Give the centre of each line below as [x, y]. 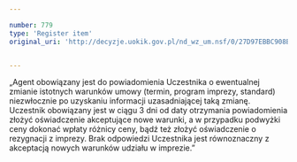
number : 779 [31, 25]
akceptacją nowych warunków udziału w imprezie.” [103, 148]
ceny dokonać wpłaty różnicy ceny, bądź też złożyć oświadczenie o [133, 129]
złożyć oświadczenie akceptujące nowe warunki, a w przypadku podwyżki [145, 120]
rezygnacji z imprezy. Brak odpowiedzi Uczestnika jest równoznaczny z [139, 139]
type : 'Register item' [51, 33]
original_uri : [35, 42]
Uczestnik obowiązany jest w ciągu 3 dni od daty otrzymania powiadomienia [148, 111]
